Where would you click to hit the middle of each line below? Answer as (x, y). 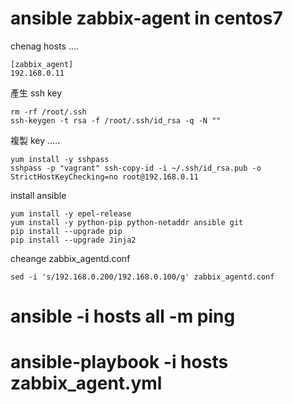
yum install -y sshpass (60, 159)
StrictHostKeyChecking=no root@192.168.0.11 (104, 177)
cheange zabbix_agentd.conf (70, 258)
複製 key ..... (35, 140)
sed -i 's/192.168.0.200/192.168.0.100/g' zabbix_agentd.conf (142, 277)
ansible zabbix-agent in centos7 (146, 18)
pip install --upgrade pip (66, 231)
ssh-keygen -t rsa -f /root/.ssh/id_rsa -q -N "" (116, 120)
